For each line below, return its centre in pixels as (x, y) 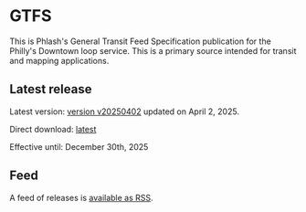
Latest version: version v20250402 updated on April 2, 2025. (125, 111)
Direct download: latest (53, 129)
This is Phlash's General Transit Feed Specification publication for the (140, 41)
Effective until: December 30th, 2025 (79, 146)
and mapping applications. (59, 60)
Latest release (51, 89)
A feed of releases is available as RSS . (81, 197)
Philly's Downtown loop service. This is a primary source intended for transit (153, 50)
